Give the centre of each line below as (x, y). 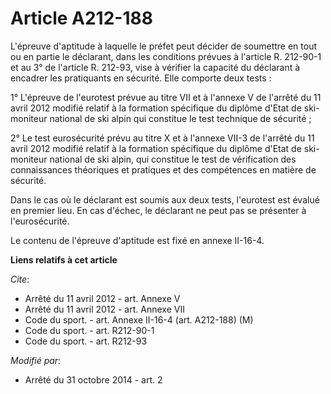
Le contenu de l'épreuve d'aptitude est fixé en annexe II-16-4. (137, 240)
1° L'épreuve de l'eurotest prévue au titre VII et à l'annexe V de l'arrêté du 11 (166, 97)
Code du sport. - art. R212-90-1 (89, 330)
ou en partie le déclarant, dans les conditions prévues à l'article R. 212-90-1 (166, 56)
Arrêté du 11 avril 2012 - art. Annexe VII (104, 309)
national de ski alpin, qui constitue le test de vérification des (173, 159)
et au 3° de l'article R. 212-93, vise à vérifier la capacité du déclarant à (155, 67)
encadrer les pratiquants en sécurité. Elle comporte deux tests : (141, 78)
